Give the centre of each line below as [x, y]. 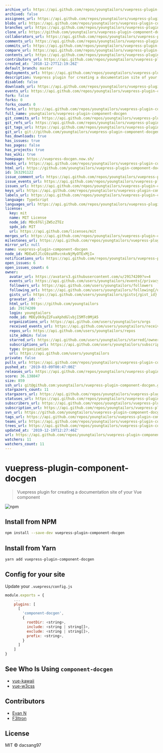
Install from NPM [31, 522]
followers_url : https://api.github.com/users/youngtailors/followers [81, 286]
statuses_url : [19, 399]
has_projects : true [25, 150]
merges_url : [17, 236]
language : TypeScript [27, 200]
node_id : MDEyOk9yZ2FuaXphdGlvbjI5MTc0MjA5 [54, 317]
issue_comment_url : [25, 177]
